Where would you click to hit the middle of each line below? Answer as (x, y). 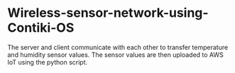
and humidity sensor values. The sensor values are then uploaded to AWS (115, 55)
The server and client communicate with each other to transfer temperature (118, 47)
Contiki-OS (41, 28)
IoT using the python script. (48, 62)
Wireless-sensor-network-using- (108, 13)
